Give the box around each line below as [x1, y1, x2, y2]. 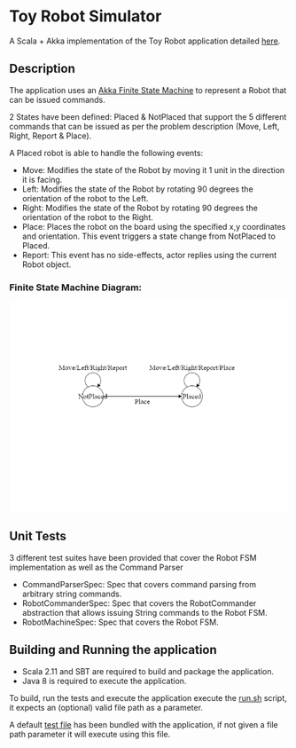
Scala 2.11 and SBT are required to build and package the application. [21, 665, 275, 676]
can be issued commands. [9, 94, 106, 105]
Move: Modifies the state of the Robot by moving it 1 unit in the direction [21, 164, 285, 175]
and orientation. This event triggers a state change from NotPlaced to [21, 231, 277, 241]
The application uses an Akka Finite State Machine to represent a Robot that [9, 84, 287, 95]
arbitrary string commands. [21, 588, 122, 599]
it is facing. [21, 174, 63, 185]
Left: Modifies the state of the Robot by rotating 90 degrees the [21, 184, 254, 194]
